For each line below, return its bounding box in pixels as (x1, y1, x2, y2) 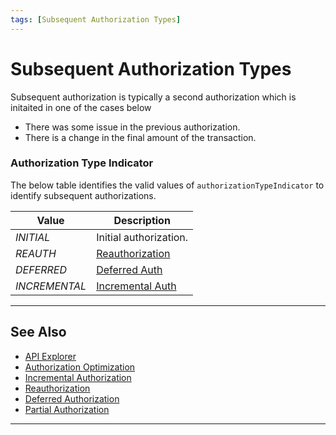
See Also (10, 324, 67, 341)
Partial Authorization (24, 403, 110, 415)
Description (113, 213, 171, 227)
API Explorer (24, 350, 77, 362)
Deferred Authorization (24, 392, 120, 405)
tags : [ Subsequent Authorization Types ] (10, 14, 182, 25)
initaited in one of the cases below (10, 101, 152, 113)
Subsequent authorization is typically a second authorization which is (10, 91, 297, 103)
